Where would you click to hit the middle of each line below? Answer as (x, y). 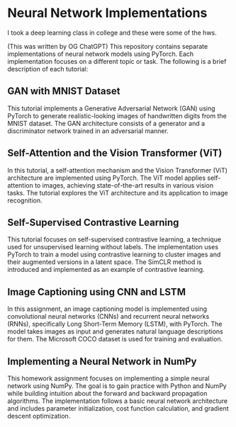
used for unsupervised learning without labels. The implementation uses (113, 247)
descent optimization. (39, 416)
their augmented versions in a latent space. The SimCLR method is (105, 262)
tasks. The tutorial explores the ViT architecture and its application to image (118, 193)
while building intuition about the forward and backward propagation (107, 393)
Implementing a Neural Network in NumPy (102, 361)
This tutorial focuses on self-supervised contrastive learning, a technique (114, 239)
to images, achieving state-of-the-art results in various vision (124, 185)
